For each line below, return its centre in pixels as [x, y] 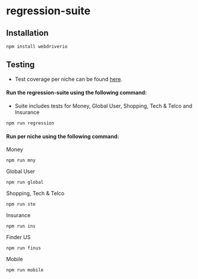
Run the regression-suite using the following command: [76, 93]
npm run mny [21, 161]
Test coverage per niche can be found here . [69, 79]
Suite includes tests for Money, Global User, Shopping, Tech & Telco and [103, 106]
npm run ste [21, 204]
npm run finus [24, 248]
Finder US [18, 237]
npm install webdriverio [37, 46]
